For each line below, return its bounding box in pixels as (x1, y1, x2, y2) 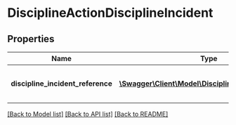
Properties (7, 33, 55, 45)
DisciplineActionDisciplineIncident (7, 5, 214, 21)
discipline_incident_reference (11, 79, 112, 88)
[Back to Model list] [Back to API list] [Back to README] (7, 110, 169, 118)
